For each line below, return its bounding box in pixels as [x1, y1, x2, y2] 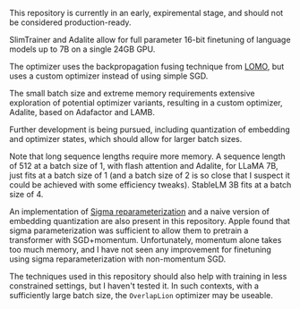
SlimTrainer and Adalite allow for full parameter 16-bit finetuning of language [9, 35, 291, 45]
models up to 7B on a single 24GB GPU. [9, 44, 156, 54]
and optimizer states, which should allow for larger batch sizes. [9, 134, 243, 144]
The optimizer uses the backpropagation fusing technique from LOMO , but [9, 62, 285, 71]
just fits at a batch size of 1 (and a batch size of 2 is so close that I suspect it [9, 170, 290, 180]
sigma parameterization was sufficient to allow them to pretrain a [9, 225, 249, 236]
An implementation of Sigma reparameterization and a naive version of [9, 206, 270, 217]
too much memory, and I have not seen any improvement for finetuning [9, 245, 271, 255]
